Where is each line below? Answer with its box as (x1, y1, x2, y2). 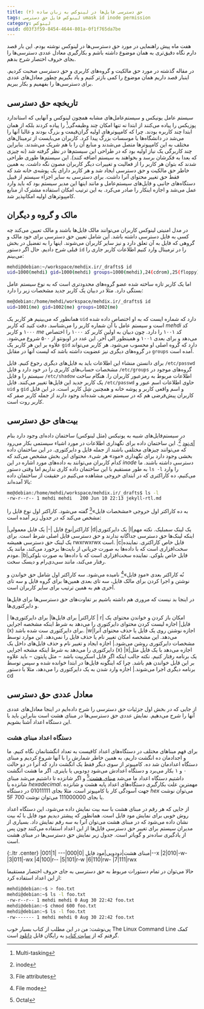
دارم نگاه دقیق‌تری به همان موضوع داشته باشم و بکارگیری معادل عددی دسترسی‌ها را (7, 49, 197, 57)
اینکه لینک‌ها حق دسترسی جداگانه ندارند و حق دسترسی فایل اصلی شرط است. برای (7, 532, 194, 539)
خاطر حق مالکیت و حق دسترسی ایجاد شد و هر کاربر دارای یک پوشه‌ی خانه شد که (7, 167, 189, 174)
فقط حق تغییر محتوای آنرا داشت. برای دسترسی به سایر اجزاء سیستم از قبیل (7, 173, 180, 180)
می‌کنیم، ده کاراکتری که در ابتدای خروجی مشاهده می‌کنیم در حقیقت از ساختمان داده (7, 472, 196, 479)
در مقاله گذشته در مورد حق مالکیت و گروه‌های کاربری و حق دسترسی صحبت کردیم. (7, 67, 194, 75)
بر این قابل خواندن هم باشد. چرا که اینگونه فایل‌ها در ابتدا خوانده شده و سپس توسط (7, 659, 195, 666)
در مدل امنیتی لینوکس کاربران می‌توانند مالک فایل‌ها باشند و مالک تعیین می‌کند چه (7, 226, 188, 233)
